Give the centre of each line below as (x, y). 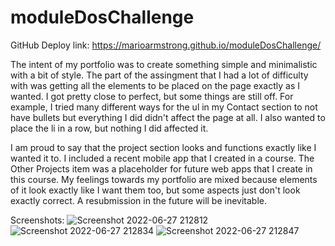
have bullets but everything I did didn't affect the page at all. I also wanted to (168, 117)
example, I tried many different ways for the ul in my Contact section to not (164, 107)
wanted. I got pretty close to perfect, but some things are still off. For (152, 96)
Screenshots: (37, 220)
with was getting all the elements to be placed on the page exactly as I (155, 85)
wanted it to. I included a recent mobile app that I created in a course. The (162, 158)
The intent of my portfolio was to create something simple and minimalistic (164, 64)
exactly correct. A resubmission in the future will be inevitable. (139, 200)
